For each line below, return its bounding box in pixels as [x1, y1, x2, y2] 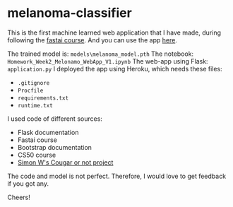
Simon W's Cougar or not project [17, 158, 114, 167]
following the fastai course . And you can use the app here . [7, 35, 178, 44]
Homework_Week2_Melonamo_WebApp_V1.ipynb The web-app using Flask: [7, 57, 208, 65]
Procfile [17, 87, 44, 94]
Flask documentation [17, 128, 79, 136]
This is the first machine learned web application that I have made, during [7, 28, 221, 37]
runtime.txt [17, 102, 53, 109]
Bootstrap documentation [17, 143, 92, 151]
